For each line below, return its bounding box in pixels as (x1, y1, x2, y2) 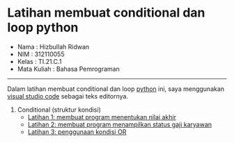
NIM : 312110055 (17, 50, 65, 58)
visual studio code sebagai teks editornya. (7, 92, 129, 100)
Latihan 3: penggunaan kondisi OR (27, 127, 127, 136)
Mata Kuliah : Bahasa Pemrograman (17, 65, 120, 73)
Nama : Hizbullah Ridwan (17, 42, 90, 51)
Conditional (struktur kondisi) (17, 106, 101, 114)
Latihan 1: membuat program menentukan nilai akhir (27, 112, 176, 121)
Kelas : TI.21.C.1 (17, 57, 62, 65)
